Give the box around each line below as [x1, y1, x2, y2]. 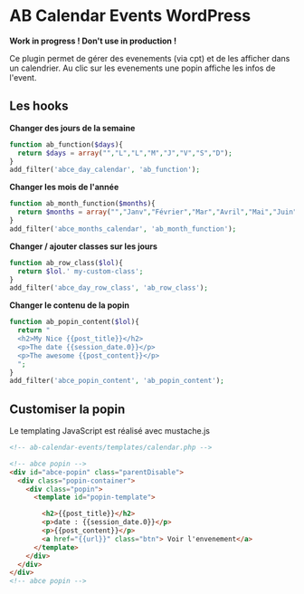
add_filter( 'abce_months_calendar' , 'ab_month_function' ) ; [9, 224, 237, 234]
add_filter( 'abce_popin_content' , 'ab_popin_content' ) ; [9, 377, 224, 386]
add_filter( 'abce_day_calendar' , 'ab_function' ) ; [9, 165, 201, 175]
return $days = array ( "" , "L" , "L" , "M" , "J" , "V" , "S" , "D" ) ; [17, 148, 233, 158]
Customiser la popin [9, 401, 126, 417]
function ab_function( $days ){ [9, 139, 124, 149]
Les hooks [9, 99, 69, 114]
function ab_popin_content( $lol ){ [9, 318, 140, 327]
